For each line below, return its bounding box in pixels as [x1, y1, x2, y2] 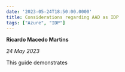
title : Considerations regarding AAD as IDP [6, 14, 119, 20]
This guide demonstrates [6, 59, 68, 66]
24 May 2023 [6, 48, 40, 55]
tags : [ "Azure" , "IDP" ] [6, 20, 66, 26]
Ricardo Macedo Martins [6, 36, 69, 43]
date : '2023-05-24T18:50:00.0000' [6, 8, 93, 15]
